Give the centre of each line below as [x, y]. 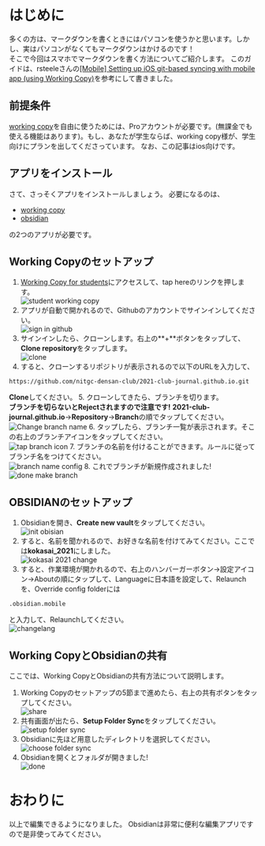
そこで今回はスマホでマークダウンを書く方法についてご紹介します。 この [127, 59]
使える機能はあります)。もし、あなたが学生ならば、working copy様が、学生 [132, 136]
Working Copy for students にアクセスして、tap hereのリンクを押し [129, 282]
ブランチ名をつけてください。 [57, 457]
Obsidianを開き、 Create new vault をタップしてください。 [115, 523]
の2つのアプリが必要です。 [52, 234]
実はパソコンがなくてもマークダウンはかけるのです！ [109, 48]
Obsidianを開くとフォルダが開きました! [84, 757]
